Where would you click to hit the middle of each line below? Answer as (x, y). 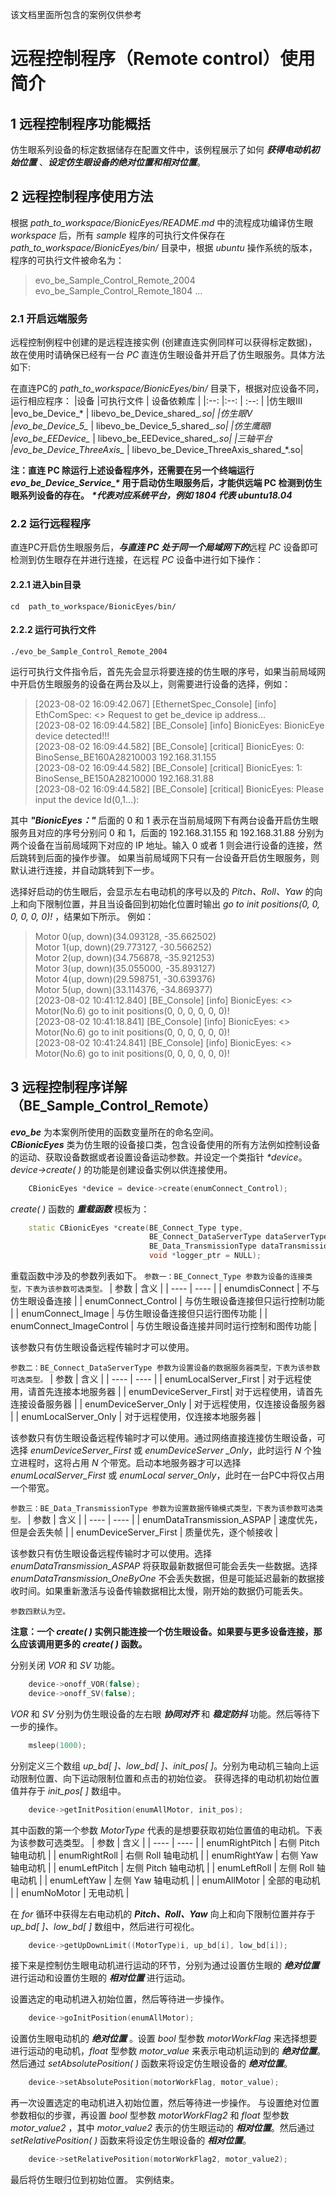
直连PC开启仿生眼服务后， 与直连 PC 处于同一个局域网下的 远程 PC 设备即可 (164, 547)
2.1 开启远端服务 (49, 318)
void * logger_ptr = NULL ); (205, 1256)
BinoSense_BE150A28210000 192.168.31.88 (124, 778)
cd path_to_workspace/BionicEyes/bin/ (93, 606)
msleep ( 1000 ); (57, 1745)
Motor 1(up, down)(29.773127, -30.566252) (123, 947)
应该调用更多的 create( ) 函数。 (83, 1644)
